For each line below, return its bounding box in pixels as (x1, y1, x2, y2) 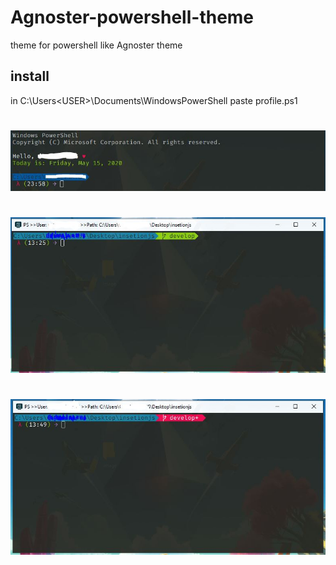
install (10, 68, 50, 85)
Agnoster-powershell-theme (10, 6, 255, 29)
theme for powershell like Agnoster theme (10, 39, 183, 51)
